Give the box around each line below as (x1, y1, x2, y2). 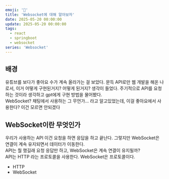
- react (10, 31, 26, 36)
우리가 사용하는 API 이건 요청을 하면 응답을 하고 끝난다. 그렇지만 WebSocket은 (5, 135, 160, 141)
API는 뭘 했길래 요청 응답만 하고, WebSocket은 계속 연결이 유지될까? (5, 147, 140, 154)
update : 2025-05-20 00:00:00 (5, 21, 67, 27)
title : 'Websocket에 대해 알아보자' (5, 12, 75, 17)
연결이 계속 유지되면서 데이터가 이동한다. (5, 141, 85, 147)
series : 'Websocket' (5, 45, 49, 50)
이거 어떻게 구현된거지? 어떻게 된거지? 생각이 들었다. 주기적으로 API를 (16, 85, 153, 91)
